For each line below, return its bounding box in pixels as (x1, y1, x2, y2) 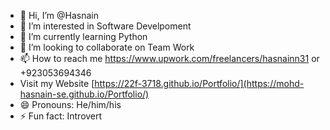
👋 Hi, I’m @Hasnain (19, 10, 99, 21)
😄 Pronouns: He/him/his (19, 99, 122, 110)
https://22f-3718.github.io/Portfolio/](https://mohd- (94, 78, 305, 89)
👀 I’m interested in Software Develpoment (19, 20, 192, 32)
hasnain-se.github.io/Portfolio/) (19, 88, 150, 100)
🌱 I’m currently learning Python (19, 31, 148, 42)
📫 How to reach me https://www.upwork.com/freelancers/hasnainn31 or (19, 53, 320, 64)
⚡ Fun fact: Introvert (19, 110, 103, 122)
